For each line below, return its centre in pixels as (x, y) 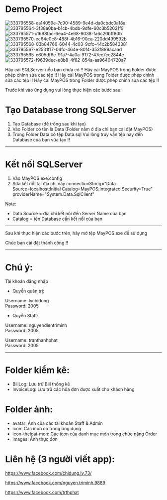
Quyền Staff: (25, 315)
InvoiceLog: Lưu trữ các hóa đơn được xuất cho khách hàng (73, 389)
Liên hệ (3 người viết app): (60, 459)
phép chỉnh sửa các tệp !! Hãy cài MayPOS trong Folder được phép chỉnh (80, 75)
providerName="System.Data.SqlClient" (53, 194)
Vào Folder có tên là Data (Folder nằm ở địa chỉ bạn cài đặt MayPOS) (83, 129)
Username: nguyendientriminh (36, 325)
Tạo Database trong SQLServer (71, 110)
